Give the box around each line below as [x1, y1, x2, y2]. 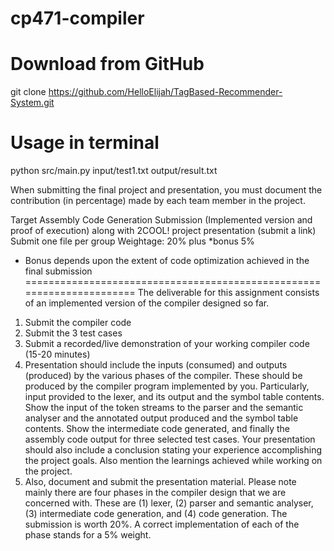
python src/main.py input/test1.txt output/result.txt [10, 165, 218, 177]
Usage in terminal [10, 132, 160, 154]
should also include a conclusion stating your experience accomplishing [24, 444, 323, 456]
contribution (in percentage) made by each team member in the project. [10, 195, 306, 207]
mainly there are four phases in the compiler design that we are [24, 487, 287, 499]
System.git [10, 97, 55, 109]
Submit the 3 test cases [24, 327, 123, 339]
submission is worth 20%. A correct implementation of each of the [24, 518, 300, 531]
